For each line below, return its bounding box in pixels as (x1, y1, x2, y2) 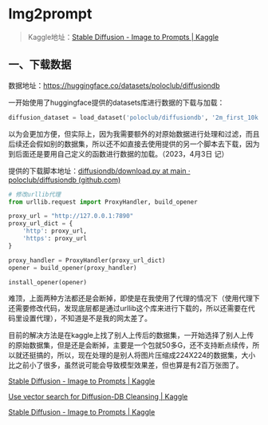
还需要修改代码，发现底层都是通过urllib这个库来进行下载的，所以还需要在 (8, 304, 249, 313)
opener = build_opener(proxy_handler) (8, 264, 137, 272)
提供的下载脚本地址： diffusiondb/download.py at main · (8, 165, 191, 176)
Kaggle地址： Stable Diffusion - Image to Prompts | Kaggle (27, 32, 219, 42)
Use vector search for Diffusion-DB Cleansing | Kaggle (8, 392, 188, 402)
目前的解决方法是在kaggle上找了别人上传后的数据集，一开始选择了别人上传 (8, 331, 254, 340)
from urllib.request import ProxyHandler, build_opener (8, 197, 198, 206)
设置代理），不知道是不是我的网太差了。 (22, 313, 152, 324)
